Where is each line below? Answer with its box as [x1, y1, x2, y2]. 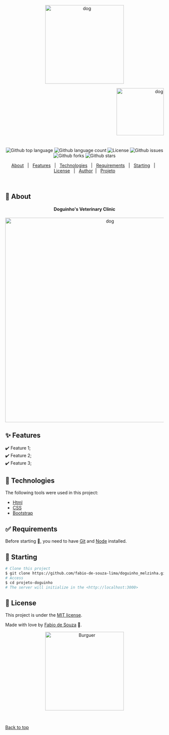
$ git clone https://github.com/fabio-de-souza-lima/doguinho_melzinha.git [5, 570, 167, 576]
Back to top [5, 724, 29, 730]
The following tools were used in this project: [5, 490, 99, 496]
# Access [5, 575, 24, 580]
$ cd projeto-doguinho [5, 580, 53, 585]
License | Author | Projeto [53, 168, 116, 174]
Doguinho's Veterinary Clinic [53, 206, 116, 212]
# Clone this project [5, 566, 51, 571]
